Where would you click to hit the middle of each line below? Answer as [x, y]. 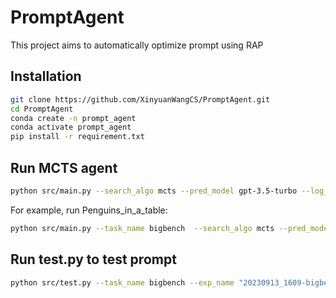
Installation [46, 76]
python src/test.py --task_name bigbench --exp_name [122, 282]
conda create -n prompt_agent [73, 118]
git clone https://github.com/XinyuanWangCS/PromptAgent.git [140, 99]
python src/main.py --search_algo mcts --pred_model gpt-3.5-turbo [154, 191]
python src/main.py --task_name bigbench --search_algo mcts [142, 228]
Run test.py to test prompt [93, 259]
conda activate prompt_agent [71, 127]
